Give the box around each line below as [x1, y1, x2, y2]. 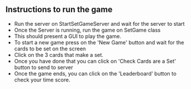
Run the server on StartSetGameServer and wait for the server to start [14, 20, 185, 27]
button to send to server [14, 64, 73, 71]
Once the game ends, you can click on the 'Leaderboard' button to [14, 70, 177, 77]
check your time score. [14, 76, 70, 83]
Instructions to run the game [5, 5, 113, 15]
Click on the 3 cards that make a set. [14, 51, 104, 58]
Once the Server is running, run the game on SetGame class [14, 26, 161, 33]
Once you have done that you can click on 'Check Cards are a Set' [14, 57, 176, 64]
